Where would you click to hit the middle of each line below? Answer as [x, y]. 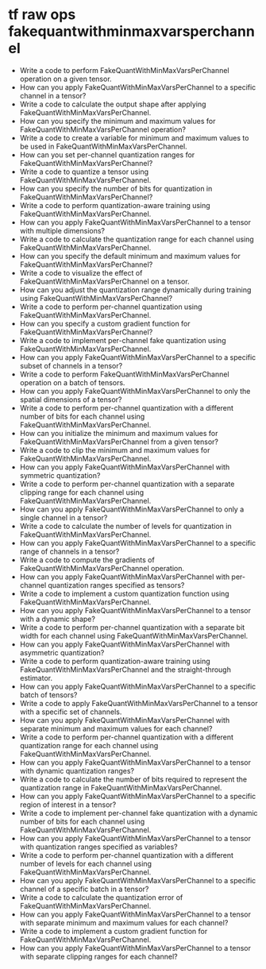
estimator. [36, 678]
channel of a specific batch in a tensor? [84, 889]
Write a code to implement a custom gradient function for [114, 931]
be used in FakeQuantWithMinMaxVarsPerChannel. [104, 146]
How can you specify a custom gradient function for [105, 323]
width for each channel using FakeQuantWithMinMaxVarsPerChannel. [134, 635]
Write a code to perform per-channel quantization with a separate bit [132, 627]
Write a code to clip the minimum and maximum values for [115, 450]
